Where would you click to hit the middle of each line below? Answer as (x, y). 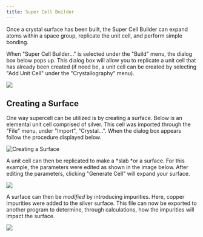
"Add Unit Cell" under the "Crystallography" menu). (70, 73)
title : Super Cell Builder (40, 12)
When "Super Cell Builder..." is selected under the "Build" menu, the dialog (99, 54)
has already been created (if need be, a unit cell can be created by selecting (101, 67)
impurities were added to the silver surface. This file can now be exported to (101, 203)
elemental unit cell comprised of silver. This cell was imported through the (98, 124)
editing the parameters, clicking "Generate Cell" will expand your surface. (98, 174)
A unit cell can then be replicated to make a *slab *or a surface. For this (95, 161)
